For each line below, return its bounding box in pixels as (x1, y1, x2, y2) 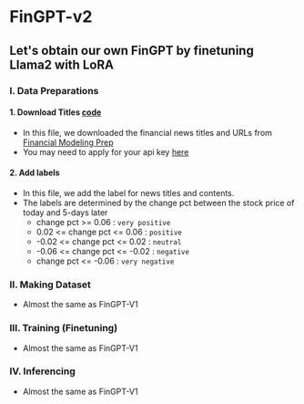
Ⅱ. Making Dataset (9, 278, 91, 291)
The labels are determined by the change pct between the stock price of (22, 197, 295, 208)
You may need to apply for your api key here (22, 146, 189, 157)
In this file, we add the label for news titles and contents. (22, 187, 235, 198)
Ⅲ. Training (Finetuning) (9, 322, 118, 335)
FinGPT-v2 (9, 6, 93, 27)
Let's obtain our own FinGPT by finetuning (9, 43, 255, 58)
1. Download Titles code (9, 107, 102, 118)
